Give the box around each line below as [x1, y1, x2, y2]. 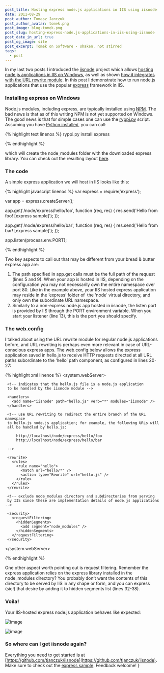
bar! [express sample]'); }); [5, 227, 60, 233]
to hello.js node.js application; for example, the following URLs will [7, 421, 160, 425]
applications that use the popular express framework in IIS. [5, 82, 124, 88]
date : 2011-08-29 [5, 12, 41, 17]
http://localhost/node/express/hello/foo [16, 433, 102, 439]
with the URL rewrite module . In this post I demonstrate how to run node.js [5, 77, 156, 83]
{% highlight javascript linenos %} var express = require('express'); [5, 188, 141, 194]
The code [5, 168, 28, 175]
